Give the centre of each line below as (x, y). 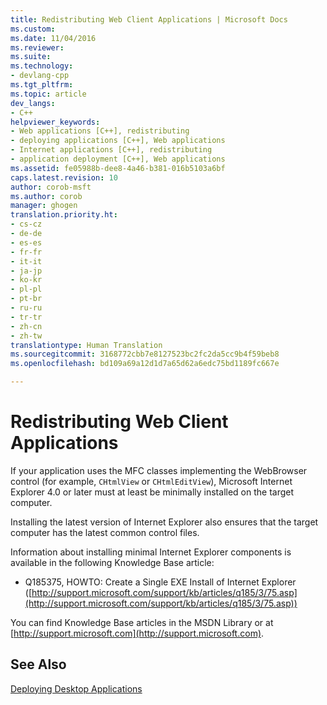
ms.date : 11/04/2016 (53, 38)
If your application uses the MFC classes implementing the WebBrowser (159, 470)
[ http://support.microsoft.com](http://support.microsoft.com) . (137, 633)
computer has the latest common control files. (105, 532)
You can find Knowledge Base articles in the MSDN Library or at (142, 622)
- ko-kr (26, 280)
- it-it (26, 261)
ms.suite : (31, 57)
